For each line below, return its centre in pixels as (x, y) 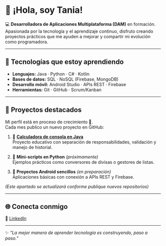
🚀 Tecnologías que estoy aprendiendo (64, 62)
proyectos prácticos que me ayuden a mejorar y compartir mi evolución (78, 36)
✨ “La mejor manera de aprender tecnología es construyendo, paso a (77, 233)
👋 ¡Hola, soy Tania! (44, 10)
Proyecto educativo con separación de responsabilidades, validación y (84, 142)
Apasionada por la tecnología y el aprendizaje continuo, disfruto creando (79, 31)
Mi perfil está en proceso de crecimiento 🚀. (49, 122)
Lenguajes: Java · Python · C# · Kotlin (51, 74)
